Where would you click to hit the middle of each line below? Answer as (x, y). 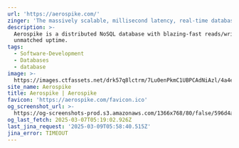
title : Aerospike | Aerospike (52, 93)
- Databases (32, 60)
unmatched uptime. (41, 41)
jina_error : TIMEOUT (38, 133)
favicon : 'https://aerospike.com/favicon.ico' (78, 100)
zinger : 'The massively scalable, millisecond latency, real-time (108, 21)
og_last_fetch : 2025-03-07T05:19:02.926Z (70, 120)
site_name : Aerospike (39, 87)
